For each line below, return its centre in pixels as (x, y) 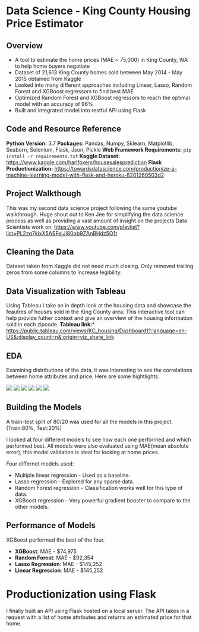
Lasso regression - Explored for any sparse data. (75, 481)
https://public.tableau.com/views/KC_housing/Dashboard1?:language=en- (97, 331)
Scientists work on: (30, 227)
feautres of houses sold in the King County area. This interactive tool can (96, 312)
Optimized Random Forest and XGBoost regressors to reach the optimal (102, 98)
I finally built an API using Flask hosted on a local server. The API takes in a (98, 611)
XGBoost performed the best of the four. (56, 540)
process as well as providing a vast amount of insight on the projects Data (97, 221)
